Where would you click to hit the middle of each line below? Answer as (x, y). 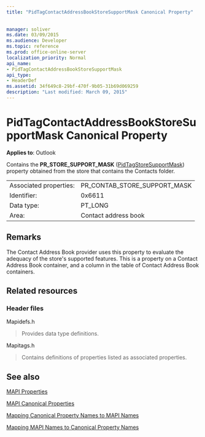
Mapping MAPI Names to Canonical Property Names (73, 427)
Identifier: (23, 195)
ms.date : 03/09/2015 (33, 35)
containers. (21, 272)
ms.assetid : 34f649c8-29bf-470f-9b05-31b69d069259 (72, 87)
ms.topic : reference (33, 47)
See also (23, 376)
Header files (25, 308)
